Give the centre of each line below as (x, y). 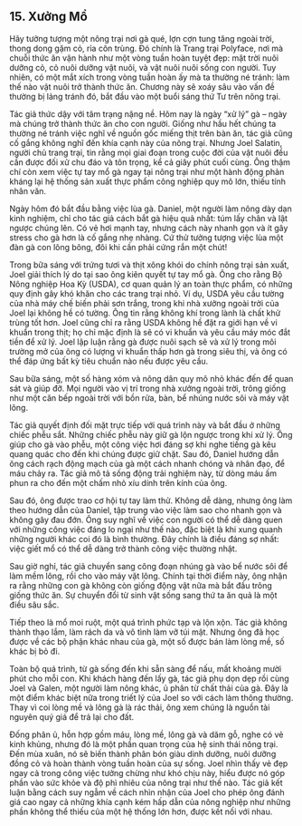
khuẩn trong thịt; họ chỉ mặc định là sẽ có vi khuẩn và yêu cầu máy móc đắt (150, 332)
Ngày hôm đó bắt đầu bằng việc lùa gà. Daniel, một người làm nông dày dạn (151, 209)
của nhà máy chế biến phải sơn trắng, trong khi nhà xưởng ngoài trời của (144, 303)
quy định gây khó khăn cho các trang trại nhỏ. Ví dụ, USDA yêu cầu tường (147, 293)
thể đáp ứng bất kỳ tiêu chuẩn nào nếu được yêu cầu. (109, 361)
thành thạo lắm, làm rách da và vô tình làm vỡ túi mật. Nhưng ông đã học (145, 632)
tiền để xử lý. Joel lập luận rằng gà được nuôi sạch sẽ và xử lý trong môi (143, 342)
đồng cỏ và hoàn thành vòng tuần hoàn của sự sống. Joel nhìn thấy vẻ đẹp (149, 763)
